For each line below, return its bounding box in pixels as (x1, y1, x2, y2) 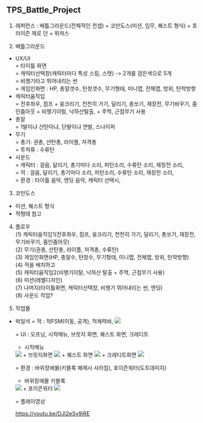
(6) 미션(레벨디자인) (15, 276, 63, 283)
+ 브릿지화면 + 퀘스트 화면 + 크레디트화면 (23, 351, 137, 358)
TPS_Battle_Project (6, 5, 81, 15)
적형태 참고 (15, 210, 42, 217)
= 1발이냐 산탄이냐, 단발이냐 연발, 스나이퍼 (15, 123, 116, 130)
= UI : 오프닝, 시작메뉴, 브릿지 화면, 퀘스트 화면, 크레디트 (15, 330, 149, 338)
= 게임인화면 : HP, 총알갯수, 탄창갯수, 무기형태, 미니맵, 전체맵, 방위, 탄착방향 (15, 85, 196, 92)
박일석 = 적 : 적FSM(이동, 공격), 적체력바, (15, 317, 114, 325)
